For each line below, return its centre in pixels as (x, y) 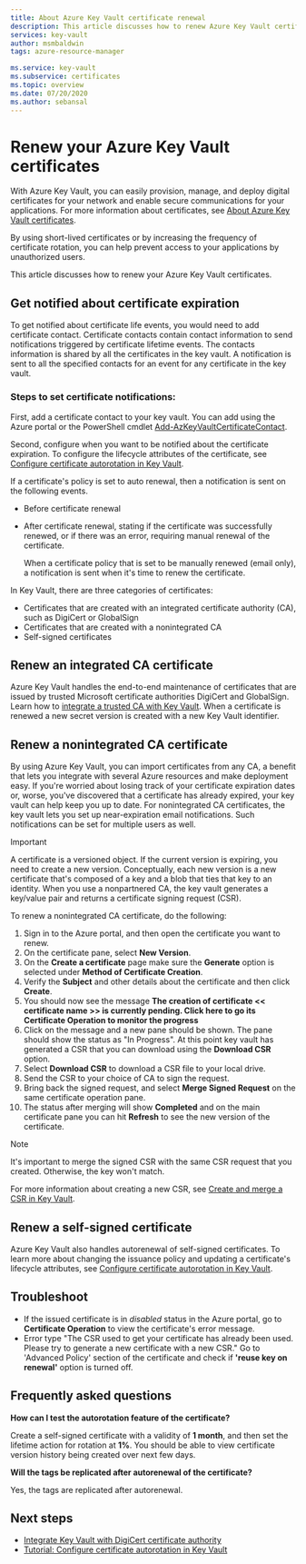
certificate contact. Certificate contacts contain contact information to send (152, 335)
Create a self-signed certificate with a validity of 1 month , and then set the (149, 1435)
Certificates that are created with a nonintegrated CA (122, 627)
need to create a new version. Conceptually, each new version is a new (143, 870)
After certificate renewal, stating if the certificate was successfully (148, 526)
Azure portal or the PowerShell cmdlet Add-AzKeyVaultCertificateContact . (149, 426)
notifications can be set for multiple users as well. (103, 824)
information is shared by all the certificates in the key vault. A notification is (151, 354)
